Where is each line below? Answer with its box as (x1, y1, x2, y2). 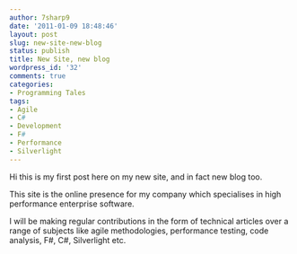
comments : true (9, 72, 66, 81)
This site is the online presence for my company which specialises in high (9, 188, 282, 199)
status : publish (9, 47, 70, 56)
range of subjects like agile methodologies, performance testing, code (9, 225, 269, 236)
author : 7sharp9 (9, 13, 70, 22)
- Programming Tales (9, 88, 87, 97)
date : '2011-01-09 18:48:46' (9, 22, 118, 31)
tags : (9, 96, 30, 106)
